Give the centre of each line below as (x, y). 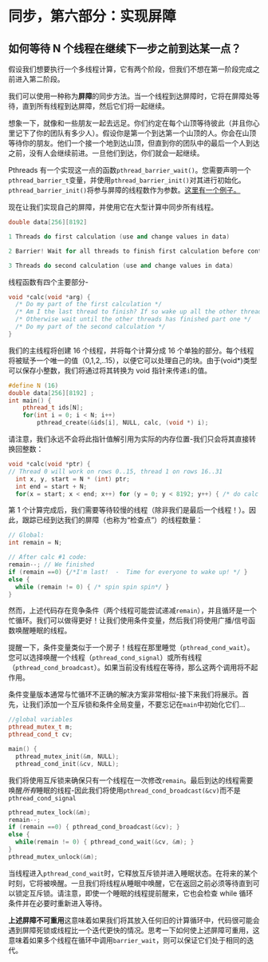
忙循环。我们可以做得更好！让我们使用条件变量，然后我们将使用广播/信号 (128, 621)
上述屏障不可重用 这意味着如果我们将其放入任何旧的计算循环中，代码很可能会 (134, 920)
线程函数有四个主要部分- (49, 281)
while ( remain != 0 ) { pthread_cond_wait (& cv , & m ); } (105, 842)
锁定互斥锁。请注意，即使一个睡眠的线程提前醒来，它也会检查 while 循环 (134, 893)
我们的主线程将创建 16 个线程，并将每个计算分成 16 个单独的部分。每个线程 (131, 350)
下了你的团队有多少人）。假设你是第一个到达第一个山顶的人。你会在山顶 (139, 133)
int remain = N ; (35, 543)
